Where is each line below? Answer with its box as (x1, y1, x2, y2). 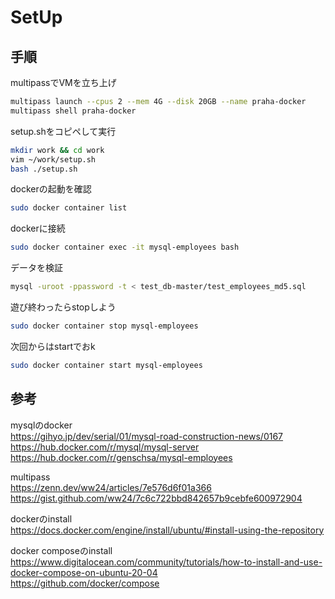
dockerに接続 (10, 222, 66, 235)
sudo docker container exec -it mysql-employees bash (10, 242, 240, 253)
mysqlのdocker (10, 419, 73, 431)
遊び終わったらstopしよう (10, 301, 117, 313)
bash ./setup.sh (10, 164, 78, 174)
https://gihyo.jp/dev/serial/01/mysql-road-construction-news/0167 (10, 430, 284, 442)
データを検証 (10, 262, 63, 274)
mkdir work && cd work (10, 145, 105, 155)
